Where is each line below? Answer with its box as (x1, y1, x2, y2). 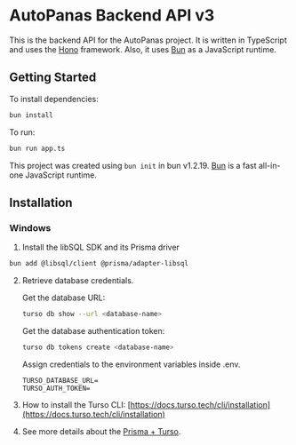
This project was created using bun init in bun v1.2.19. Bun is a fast (9, 160, 257, 171)
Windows (9, 221, 52, 234)
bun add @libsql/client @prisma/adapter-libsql (9, 259, 189, 268)
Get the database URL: (21, 292, 106, 303)
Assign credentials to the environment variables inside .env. (21, 359, 241, 370)
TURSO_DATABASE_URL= (21, 376, 99, 385)
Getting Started (9, 70, 97, 85)
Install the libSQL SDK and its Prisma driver (21, 242, 180, 253)
